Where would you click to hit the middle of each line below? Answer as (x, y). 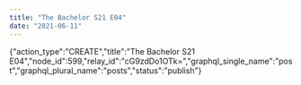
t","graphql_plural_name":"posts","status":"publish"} (106, 70)
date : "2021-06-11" (46, 26)
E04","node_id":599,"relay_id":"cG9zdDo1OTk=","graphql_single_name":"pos (151, 61)
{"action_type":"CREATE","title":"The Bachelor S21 (102, 51)
